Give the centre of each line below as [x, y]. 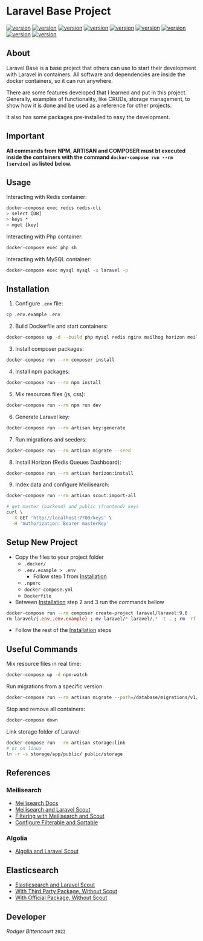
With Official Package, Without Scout [61, 898]
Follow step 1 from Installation [70, 576]
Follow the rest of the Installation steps [63, 630]
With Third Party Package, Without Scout [66, 891]
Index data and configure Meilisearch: [62, 484]
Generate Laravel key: [42, 417]
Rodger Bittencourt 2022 [36, 931]
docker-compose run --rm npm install [54, 383]
